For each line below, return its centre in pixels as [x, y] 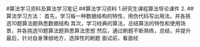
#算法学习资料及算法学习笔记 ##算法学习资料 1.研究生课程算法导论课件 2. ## [100, 9]
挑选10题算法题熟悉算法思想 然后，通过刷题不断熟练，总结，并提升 [109, 31]
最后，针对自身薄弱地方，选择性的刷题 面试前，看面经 [72, 38]
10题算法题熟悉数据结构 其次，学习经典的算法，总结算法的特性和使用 [96, 23]
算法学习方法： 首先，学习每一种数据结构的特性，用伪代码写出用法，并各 [96, 16]
